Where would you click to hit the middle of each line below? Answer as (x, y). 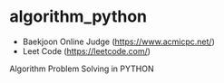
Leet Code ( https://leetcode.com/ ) (87, 51)
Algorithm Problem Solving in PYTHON (82, 69)
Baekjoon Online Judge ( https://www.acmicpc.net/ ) (119, 41)
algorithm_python (78, 17)
